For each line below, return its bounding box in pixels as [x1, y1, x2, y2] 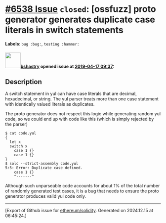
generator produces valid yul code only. [5, 193, 86, 199]
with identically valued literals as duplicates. [5, 101, 95, 107]
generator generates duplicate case [5, 14, 156, 25]
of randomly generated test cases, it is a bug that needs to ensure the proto [5, 188, 159, 194]
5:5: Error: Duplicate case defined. [5, 166, 83, 171]
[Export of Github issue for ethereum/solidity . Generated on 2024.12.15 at [5, 208, 154, 214]
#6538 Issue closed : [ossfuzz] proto [5, 3, 157, 15]
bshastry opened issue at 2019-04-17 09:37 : [20, 63, 115, 69]
